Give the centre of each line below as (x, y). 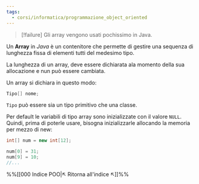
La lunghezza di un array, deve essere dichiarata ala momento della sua (96, 65)
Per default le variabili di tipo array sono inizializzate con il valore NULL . (94, 117)
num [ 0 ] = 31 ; (23, 151)
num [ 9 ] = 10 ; (23, 157)
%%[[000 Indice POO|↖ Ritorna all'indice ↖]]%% (67, 174)
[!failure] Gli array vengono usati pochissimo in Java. (86, 34)
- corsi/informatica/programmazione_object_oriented (80, 17)
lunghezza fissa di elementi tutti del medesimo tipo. (70, 52)
